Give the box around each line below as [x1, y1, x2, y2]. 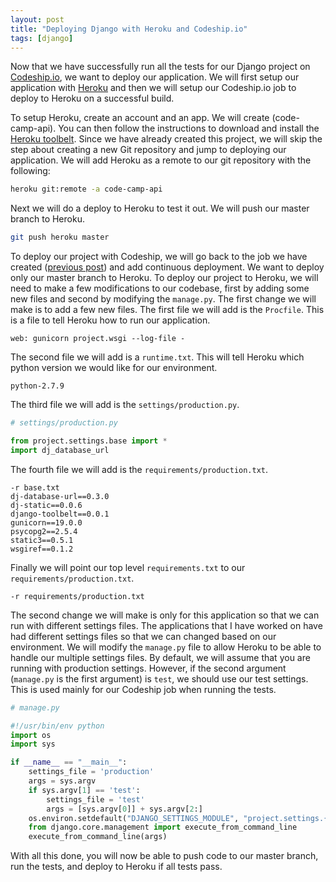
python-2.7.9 [10, 381, 65, 391]
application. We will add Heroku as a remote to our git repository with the [10, 154, 312, 166]
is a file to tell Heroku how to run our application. [10, 314, 211, 326]
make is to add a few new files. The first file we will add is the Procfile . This [10, 304, 325, 316]
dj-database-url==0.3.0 [10, 491, 110, 501]
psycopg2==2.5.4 [10, 526, 78, 536]
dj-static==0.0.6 [10, 500, 83, 510]
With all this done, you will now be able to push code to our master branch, [10, 850, 319, 862]
